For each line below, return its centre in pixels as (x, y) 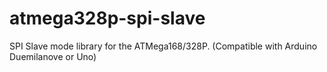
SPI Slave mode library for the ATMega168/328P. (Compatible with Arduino (163, 46)
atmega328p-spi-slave (107, 18)
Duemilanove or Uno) (53, 56)
